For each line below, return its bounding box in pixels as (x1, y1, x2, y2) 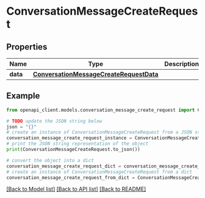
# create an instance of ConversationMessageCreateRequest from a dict (6, 169, 192, 175)
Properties (6, 42, 48, 52)
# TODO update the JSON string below (6, 118, 103, 124)
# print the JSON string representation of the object (6, 141, 149, 147)
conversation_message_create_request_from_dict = (6, 174, 135, 181)
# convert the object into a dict (6, 157, 95, 163)
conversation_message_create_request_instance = (6, 135, 132, 141)
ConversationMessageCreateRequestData (32, 70, 159, 78)
